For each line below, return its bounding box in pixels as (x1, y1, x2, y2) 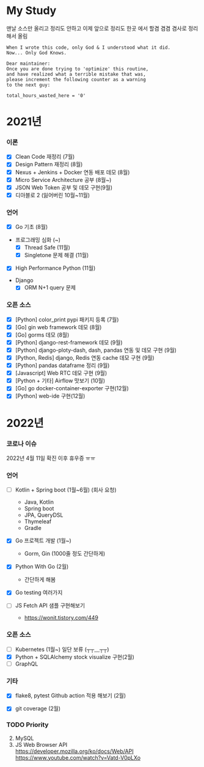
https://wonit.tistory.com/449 (24, 614, 99, 622)
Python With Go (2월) (15, 563, 69, 570)
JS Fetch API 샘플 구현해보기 (15, 602, 86, 609)
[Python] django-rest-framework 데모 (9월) (15, 338, 123, 346)
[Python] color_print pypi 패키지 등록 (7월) (15, 316, 119, 323)
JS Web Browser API (15, 741, 68, 748)
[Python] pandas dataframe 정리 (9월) (15, 362, 110, 369)
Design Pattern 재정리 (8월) (15, 161, 83, 168)
